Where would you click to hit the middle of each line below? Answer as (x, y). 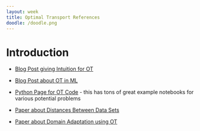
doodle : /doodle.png (32, 23)
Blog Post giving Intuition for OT (54, 69)
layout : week (22, 12)
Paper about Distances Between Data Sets (67, 110)
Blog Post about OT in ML (46, 81)
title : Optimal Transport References (53, 17)
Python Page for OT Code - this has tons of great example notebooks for (104, 92)
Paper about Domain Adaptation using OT (66, 122)
